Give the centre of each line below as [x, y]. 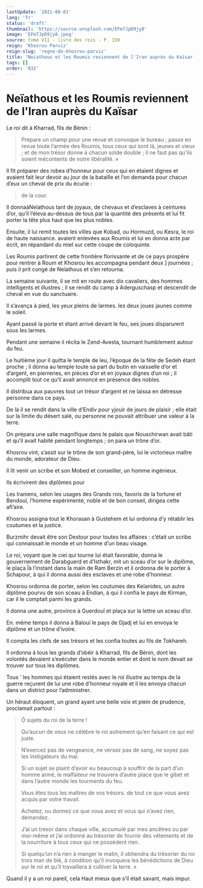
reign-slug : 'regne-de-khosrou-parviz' [56, 52]
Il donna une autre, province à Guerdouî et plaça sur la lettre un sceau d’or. [99, 611]
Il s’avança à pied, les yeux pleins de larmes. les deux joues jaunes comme [99, 306]
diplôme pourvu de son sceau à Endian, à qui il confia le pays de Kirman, [97, 593]
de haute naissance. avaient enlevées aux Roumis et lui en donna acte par [98, 238]
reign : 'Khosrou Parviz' [37, 46]
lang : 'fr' [20, 18]
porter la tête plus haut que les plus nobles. [60, 220]
